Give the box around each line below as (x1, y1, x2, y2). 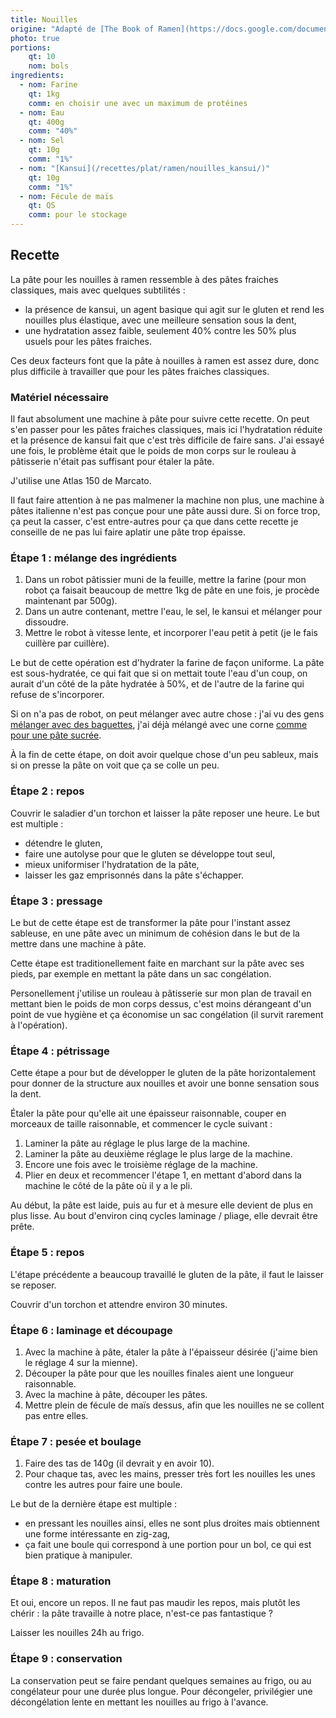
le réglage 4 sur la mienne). (24, 1356, 138, 1368)
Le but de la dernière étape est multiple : (10, 1498, 178, 1510)
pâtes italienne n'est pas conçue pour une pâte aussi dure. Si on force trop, (10, 505, 321, 517)
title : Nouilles (10, 14, 78, 25)
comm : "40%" (28, 126, 78, 136)
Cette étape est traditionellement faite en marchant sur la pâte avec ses (10, 957, 305, 969)
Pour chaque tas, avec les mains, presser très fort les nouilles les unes (24, 1468, 316, 1480)
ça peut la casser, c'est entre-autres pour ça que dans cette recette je (10, 516, 299, 528)
